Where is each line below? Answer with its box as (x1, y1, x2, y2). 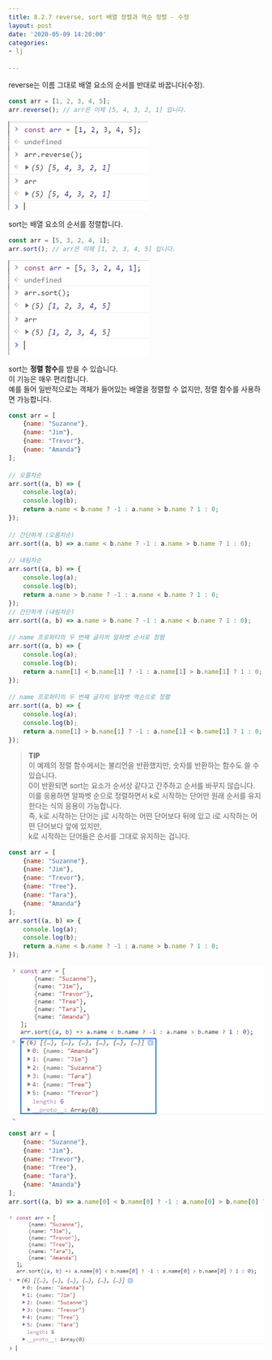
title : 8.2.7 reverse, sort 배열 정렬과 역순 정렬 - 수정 (8, 13, 189, 21)
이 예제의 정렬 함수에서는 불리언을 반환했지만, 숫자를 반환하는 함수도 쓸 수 (28, 760, 260, 770)
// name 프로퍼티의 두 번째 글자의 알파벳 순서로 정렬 (8, 633, 165, 642)
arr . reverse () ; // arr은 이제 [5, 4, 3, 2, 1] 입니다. (8, 105, 188, 113)
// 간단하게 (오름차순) (8, 531, 75, 539)
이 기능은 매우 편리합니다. (8, 373, 89, 384)
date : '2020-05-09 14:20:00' (8, 30, 107, 38)
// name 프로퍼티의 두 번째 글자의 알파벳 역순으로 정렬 (8, 693, 171, 701)
